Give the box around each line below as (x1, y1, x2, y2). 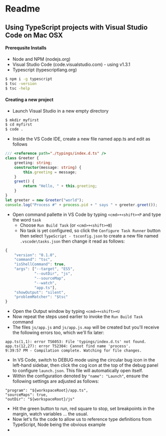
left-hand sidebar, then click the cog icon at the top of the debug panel (12, 362, 158, 368)
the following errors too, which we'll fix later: (12, 330, 104, 336)
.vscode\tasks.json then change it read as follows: (19, 238, 125, 244)
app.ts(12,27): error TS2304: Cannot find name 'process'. (5, 344, 131, 349)
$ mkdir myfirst (5, 118, 39, 123)
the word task (12, 216, 41, 223)
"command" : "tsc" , (14, 257, 52, 262)
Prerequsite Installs (5, 45, 46, 51)
